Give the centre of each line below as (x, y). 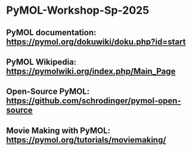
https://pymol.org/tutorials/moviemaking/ (86, 140)
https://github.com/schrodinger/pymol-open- (94, 101)
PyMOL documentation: (51, 33)
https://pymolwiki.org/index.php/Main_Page (91, 71)
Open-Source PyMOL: (48, 92)
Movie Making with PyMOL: (58, 130)
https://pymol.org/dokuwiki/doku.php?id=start (96, 41)
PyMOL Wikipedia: (41, 62)
